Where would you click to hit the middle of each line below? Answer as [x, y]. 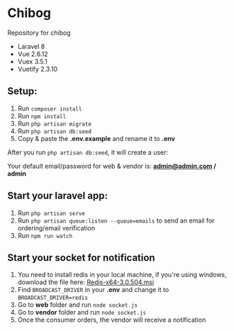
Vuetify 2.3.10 [38, 69]
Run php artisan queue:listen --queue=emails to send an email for [116, 220]
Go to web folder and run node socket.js [78, 305]
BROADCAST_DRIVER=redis [53, 298]
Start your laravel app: [58, 196]
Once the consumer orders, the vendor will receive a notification [112, 320]
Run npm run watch [45, 235]
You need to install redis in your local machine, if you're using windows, [122, 275]
